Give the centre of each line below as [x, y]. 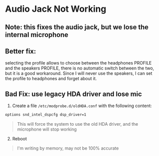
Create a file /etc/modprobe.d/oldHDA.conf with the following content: [82, 106]
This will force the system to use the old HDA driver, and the [78, 124]
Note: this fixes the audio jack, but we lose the [77, 27]
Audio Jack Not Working [56, 9]
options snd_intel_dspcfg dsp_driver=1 [46, 115]
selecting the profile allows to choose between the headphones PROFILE [79, 63]
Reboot [19, 139]
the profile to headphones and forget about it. [51, 79]
